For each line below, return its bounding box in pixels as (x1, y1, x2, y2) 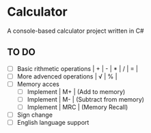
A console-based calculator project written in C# (7, 27, 145, 35)
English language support (16, 119, 90, 127)
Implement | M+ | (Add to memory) (27, 87, 126, 95)
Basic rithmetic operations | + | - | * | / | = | (16, 64, 139, 72)
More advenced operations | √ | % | (16, 72, 118, 80)
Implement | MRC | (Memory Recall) (27, 103, 128, 111)
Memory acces (16, 80, 59, 88)
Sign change (16, 110, 53, 119)
